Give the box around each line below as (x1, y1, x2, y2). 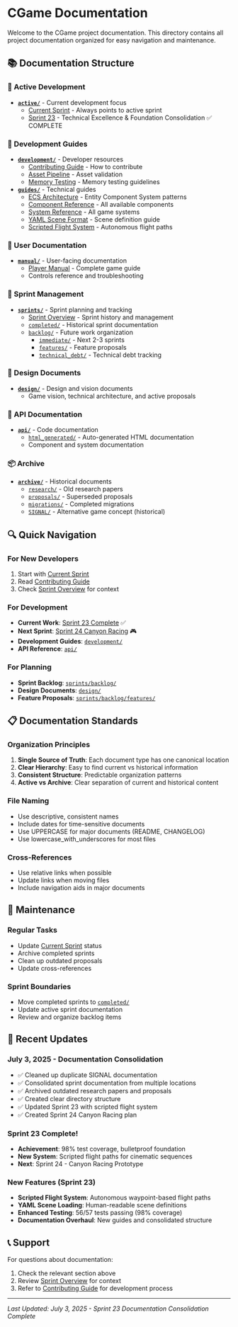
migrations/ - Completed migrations (28, 500, 135, 508)
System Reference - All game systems (28, 207, 140, 216)
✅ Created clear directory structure (17, 1094, 121, 1103)
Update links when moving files (17, 876, 110, 884)
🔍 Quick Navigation (7, 529, 97, 541)
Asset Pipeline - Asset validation (28, 170, 123, 178)
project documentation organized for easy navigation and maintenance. (7, 35, 216, 44)
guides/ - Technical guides (17, 185, 96, 193)
